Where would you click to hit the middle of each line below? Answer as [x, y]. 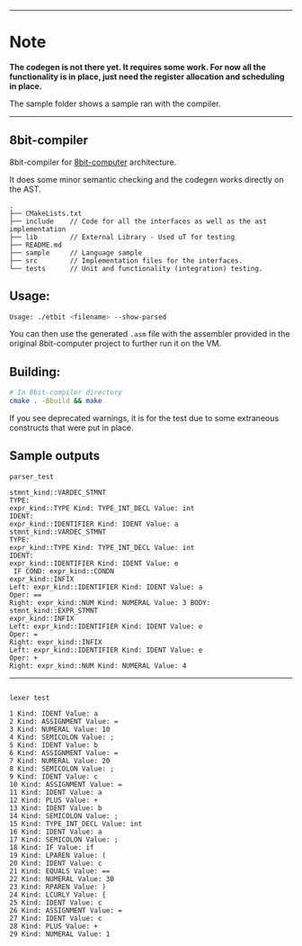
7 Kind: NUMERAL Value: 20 [60, 761]
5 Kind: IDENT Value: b [54, 745]
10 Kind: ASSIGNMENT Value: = [66, 784]
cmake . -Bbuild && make [56, 401]
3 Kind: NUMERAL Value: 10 [60, 729]
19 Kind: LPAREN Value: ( [58, 855]
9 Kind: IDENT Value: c [54, 776]
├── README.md [36, 245]
